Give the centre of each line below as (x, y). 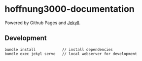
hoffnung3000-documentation (70, 9)
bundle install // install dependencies (59, 49)
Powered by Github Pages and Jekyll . (43, 23)
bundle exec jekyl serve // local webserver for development (71, 54)
